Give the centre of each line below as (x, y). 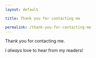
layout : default (22, 10)
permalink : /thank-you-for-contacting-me (48, 27)
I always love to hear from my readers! (44, 50)
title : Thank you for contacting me (43, 18)
